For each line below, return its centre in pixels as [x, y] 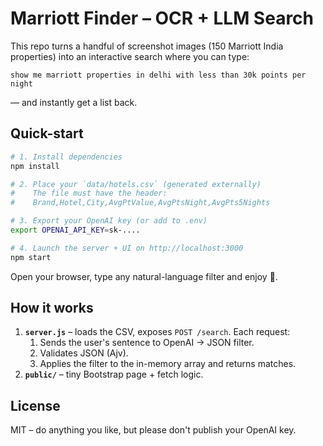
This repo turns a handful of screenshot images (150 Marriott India [147, 46]
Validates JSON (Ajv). [84, 353]
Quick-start [47, 133]
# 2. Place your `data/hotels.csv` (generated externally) [136, 184]
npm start [31, 257]
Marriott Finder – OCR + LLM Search [162, 18]
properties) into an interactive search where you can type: [130, 56]
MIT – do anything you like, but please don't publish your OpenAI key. [153, 430]
